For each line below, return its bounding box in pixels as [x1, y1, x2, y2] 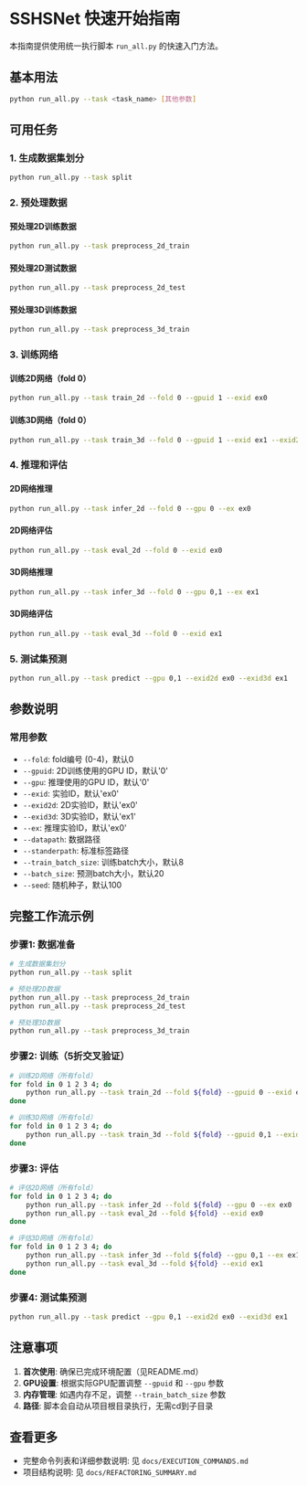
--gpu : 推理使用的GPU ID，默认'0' [22, 776, 150, 787]
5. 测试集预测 [9, 653, 68, 665]
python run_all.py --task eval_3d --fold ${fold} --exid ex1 [26, 1258, 263, 1268]
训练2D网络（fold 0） [9, 372, 91, 384]
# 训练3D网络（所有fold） [9, 1113, 98, 1122]
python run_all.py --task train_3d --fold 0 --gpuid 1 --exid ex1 [9, 435, 268, 444]
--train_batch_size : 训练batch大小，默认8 [22, 856, 185, 867]
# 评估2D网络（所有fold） [9, 1183, 98, 1193]
